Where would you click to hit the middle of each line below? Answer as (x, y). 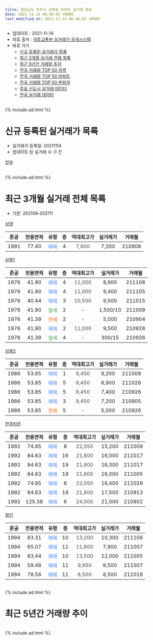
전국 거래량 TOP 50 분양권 (45, 83)
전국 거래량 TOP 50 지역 (43, 70)
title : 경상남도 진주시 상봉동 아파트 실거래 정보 (49, 10)
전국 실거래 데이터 (37, 95)
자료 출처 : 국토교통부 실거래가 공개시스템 (51, 39)
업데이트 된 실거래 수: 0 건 (37, 152)
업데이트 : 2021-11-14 (33, 33)
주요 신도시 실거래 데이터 (43, 88)
